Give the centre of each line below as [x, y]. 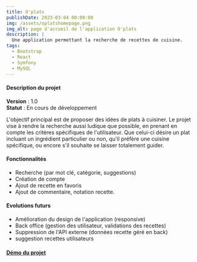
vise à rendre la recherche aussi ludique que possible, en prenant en [92, 126]
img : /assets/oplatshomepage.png [48, 23]
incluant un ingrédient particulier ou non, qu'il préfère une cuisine [88, 139]
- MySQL [22, 68]
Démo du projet [26, 252]
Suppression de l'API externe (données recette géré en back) [92, 232]
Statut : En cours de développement [52, 107]
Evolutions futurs [28, 206]
